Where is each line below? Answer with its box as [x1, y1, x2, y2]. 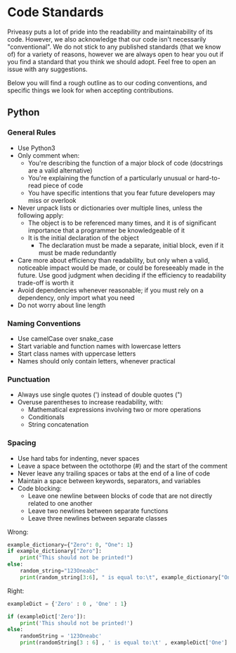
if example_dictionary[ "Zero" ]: [7, 547, 102, 555]
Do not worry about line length [17, 301, 106, 309]
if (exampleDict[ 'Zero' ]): [7, 613, 86, 620]
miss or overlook [27, 196, 77, 204]
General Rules [7, 128, 56, 137]
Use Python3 [17, 144, 55, 152]
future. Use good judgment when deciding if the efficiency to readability [17, 270, 227, 279]
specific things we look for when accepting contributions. [7, 86, 174, 94]
